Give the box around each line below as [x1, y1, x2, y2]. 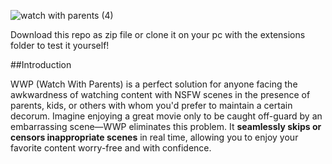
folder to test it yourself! [10, 40, 110, 51]
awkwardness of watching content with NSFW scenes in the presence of [10, 89, 311, 100]
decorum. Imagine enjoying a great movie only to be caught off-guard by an [10, 110, 323, 122]
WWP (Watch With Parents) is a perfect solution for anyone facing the [10, 78, 298, 90]
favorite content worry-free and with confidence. [10, 142, 212, 154]
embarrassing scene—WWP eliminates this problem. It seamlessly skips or [10, 121, 322, 132]
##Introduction [10, 59, 72, 70]
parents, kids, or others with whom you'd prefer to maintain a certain [10, 100, 293, 111]
